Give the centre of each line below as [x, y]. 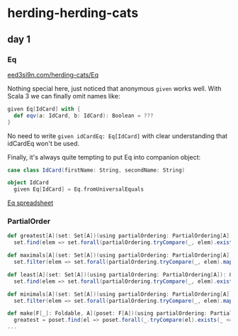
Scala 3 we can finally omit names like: [64, 96]
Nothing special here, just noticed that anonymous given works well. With [114, 88]
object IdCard [28, 183]
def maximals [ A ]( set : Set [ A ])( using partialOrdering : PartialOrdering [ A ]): [121, 256]
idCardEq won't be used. [44, 143]
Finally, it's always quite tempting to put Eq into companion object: [104, 157]
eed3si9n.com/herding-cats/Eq [53, 74]
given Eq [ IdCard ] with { [44, 109]
